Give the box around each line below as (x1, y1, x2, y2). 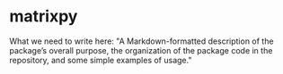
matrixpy (9, 6, 78, 27)
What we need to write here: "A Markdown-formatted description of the (9, 36, 274, 46)
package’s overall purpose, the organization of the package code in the (9, 45, 273, 55)
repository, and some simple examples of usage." (9, 54, 192, 65)
